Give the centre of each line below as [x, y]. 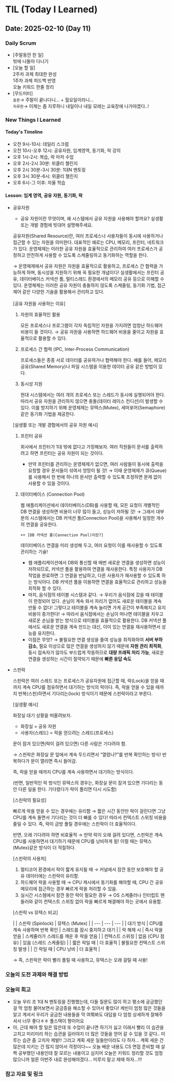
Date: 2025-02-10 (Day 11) [48, 29]
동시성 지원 [31, 384]
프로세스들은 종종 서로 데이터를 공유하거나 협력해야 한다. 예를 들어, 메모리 [93, 360]
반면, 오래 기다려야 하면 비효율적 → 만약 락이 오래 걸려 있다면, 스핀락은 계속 [88, 835]
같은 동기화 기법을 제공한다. [48, 414]
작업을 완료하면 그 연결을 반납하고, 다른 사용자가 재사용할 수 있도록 [94, 576]
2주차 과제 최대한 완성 [35, 74]
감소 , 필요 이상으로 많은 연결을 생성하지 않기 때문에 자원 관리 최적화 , [95, 646]
